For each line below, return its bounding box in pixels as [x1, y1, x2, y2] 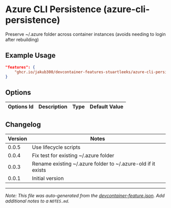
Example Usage [5, 51, 56, 60]
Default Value [90, 103, 124, 110]
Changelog [5, 120, 41, 129]
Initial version [32, 175, 64, 182]
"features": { [5, 64, 36, 70]
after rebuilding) [5, 37, 39, 43]
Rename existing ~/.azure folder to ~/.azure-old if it [32, 160, 155, 167]
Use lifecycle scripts [32, 144, 80, 151]
